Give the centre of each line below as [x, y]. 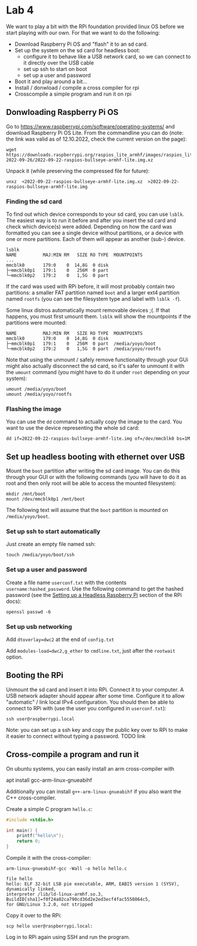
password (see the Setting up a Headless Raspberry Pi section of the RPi [94, 595]
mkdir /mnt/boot [26, 494]
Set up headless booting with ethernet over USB [96, 457]
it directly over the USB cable [59, 63]
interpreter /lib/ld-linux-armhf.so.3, [55, 894]
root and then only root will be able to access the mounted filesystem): [91, 483]
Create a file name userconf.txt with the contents [67, 582]
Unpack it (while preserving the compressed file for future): [78, 171]
